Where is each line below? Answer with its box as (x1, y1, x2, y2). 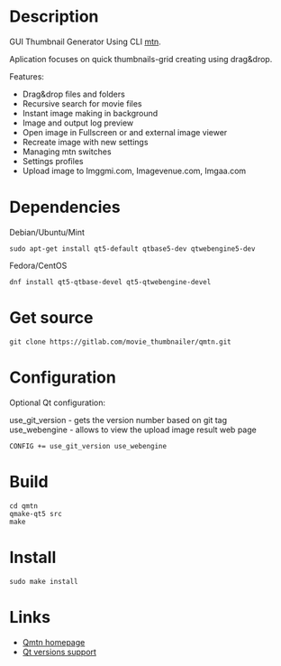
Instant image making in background (22, 107, 159, 118)
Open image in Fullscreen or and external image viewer (22, 126, 228, 137)
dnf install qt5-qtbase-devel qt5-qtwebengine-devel (9, 277, 212, 286)
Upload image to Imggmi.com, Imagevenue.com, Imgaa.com (22, 165, 247, 176)
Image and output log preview (22, 117, 134, 128)
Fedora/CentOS (9, 260, 68, 271)
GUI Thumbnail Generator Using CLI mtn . (9, 36, 162, 47)
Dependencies (9, 197, 121, 217)
